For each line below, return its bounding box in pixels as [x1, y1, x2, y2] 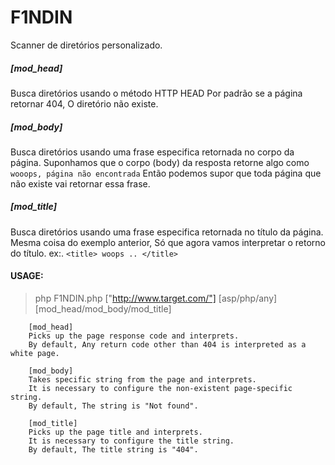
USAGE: [10, 270, 44, 282]
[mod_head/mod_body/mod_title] [34, 303, 172, 315]
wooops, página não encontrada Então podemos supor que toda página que [10, 167, 322, 179]
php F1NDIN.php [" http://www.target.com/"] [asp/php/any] [34, 292, 278, 305]
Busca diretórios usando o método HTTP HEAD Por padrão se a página [10, 87, 303, 99]
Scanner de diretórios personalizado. [10, 39, 163, 51]
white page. [10, 349, 60, 359]
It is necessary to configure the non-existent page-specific [28, 384, 293, 394]
